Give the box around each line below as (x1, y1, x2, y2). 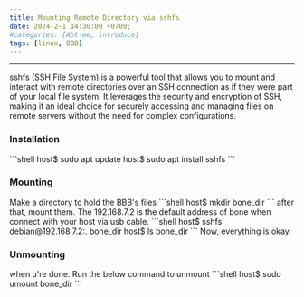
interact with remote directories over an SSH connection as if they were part (9, 81, 293, 92)
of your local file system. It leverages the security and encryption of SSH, (9, 91, 283, 102)
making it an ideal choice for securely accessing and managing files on (9, 101, 274, 111)
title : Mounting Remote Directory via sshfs (9, 13, 180, 23)
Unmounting (9, 248, 66, 261)
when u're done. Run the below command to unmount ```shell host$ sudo (9, 269, 282, 280)
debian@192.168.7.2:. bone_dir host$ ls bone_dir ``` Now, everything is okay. (9, 225, 292, 236)
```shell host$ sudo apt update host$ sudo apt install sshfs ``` (9, 153, 236, 164)
